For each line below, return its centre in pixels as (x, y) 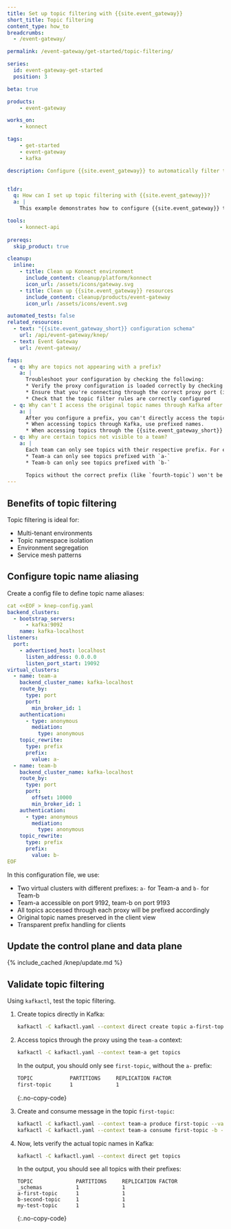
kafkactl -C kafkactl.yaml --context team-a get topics (99, 1053)
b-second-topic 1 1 (71, 1200)
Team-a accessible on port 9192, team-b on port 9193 (93, 902)
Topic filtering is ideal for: (43, 519)
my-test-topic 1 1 (71, 1206)
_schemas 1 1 (71, 1188)
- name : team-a (35, 676)
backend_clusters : (33, 612)
